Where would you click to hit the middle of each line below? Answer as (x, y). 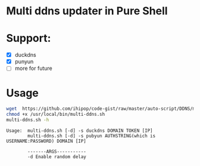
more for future (33, 68)
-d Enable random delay (57, 156)
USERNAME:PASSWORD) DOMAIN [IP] (46, 141)
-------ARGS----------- (57, 151)
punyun (24, 62)
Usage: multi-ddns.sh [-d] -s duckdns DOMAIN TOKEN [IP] (79, 130)
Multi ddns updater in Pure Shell (87, 11)
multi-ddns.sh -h (28, 120)
